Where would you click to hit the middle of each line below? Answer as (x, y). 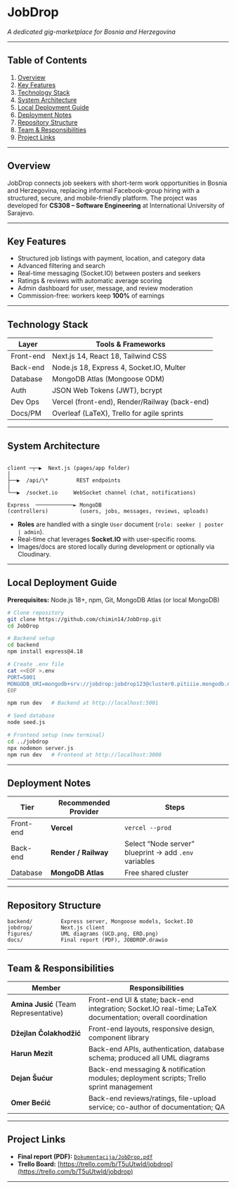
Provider (84, 812)
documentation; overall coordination (148, 1017)
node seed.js (26, 723)
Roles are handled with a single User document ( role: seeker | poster (120, 524)
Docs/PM (26, 414)
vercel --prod (148, 828)
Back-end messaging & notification (147, 1069)
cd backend (23, 645)
